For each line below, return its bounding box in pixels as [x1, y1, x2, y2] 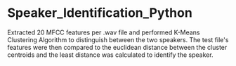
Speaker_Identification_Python [7, 5, 193, 21]
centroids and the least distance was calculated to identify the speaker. [7, 51, 214, 59]
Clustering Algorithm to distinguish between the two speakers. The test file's [7, 35, 229, 44]
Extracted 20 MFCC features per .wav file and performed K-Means [7, 28, 200, 37]
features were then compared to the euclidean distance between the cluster [7, 43, 228, 51]
